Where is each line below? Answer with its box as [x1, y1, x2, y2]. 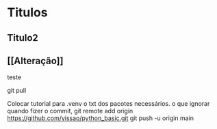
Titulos [7, 5, 48, 20]
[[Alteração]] [7, 55, 64, 66]
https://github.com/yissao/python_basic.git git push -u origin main [7, 114, 194, 122]
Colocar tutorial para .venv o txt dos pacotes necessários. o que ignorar [7, 100, 210, 108]
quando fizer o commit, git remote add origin [7, 107, 133, 115]
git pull [7, 87, 27, 95]
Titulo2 [7, 32, 39, 44]
